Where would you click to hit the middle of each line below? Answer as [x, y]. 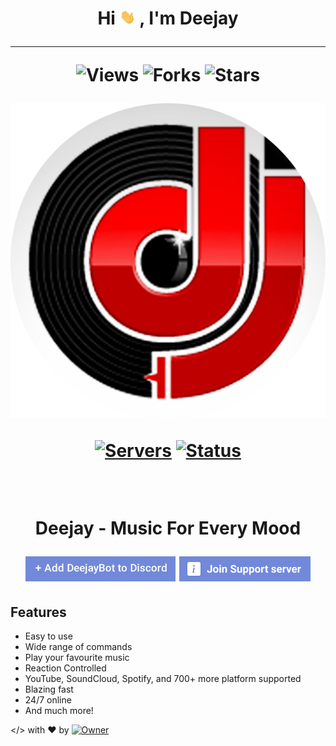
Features [38, 612]
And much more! [59, 710]
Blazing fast [49, 689]
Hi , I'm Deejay [168, 18]
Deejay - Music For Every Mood [168, 528]
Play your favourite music [77, 657]
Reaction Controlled [65, 668]
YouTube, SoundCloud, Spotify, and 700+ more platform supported [163, 678]
